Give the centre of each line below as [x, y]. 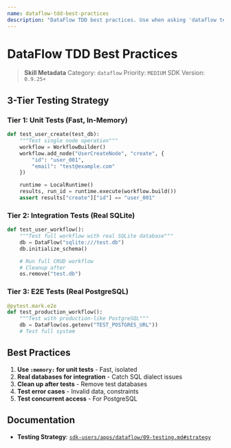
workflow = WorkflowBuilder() [63, 147]
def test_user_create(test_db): [53, 135]
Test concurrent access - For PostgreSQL [77, 399]
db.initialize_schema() [54, 249]
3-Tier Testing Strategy [58, 100]
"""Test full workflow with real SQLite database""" [97, 236]
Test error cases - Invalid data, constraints [78, 391]
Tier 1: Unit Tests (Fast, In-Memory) [68, 120]
